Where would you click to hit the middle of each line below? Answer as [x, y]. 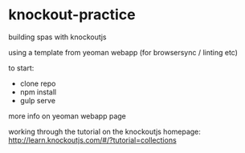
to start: [21, 68]
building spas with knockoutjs [57, 37]
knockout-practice [72, 15]
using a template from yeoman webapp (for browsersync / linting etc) [123, 52]
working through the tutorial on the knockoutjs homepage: [104, 131]
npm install [38, 92]
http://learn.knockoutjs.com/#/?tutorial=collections [92, 140]
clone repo [38, 83]
